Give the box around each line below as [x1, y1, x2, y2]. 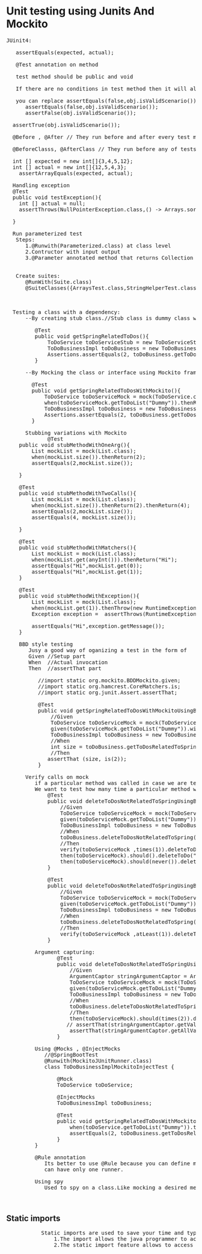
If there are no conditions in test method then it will [16, 85, 188, 92]
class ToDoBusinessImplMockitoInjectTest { [44, 1063, 174, 1070]
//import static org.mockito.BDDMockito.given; [38, 677, 181, 683]
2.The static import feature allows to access [54, 1241, 194, 1248]
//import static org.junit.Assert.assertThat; [38, 689, 178, 696]
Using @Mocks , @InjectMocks [34, 1045, 121, 1052]
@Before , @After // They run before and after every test [12, 133, 191, 140]
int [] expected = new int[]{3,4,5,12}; [12, 158, 133, 164]
